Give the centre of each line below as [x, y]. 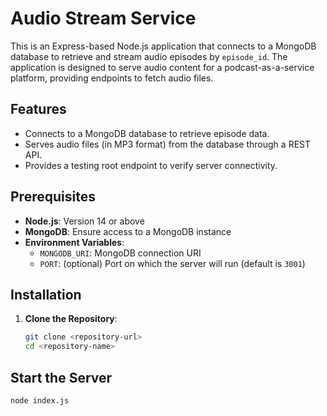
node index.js [40, 400]
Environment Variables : [74, 242]
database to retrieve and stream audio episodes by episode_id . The [149, 56]
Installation [46, 294]
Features [38, 109]
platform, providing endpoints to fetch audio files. [112, 78]
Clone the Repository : [71, 319]
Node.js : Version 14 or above [84, 221]
